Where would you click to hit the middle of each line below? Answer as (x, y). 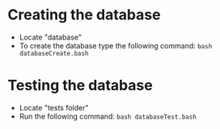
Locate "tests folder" (54, 107)
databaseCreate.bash (54, 53)
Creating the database (84, 15)
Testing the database (80, 85)
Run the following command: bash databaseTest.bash (108, 116)
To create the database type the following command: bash (116, 45)
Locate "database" (51, 37)
